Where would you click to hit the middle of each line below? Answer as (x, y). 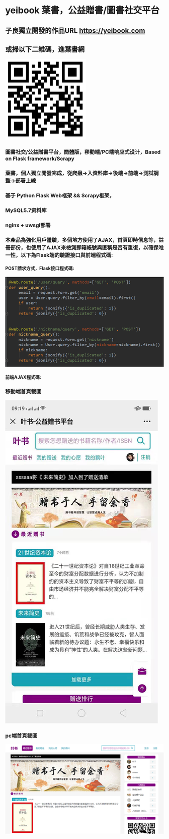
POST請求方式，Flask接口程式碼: (40, 268)
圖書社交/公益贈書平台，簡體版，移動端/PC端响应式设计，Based (83, 152)
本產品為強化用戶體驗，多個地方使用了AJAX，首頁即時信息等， (82, 240)
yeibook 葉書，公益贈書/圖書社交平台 (82, 10)
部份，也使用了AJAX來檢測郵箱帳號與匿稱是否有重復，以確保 (84, 247)
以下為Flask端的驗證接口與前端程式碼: (67, 255)
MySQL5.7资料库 (26, 211)
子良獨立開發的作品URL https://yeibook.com (75, 31)
